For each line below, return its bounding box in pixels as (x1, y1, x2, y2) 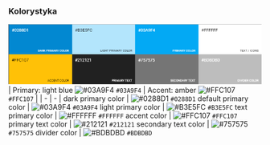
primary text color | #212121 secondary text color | (8, 119, 210, 129)
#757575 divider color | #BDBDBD (8, 127, 153, 137)
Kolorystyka (8, 6, 58, 17)
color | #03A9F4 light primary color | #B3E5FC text (8, 102, 247, 111)
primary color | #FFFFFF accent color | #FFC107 (8, 111, 238, 120)
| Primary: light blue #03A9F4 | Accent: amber (8, 85, 197, 95)
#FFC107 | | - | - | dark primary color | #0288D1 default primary (8, 94, 249, 103)
